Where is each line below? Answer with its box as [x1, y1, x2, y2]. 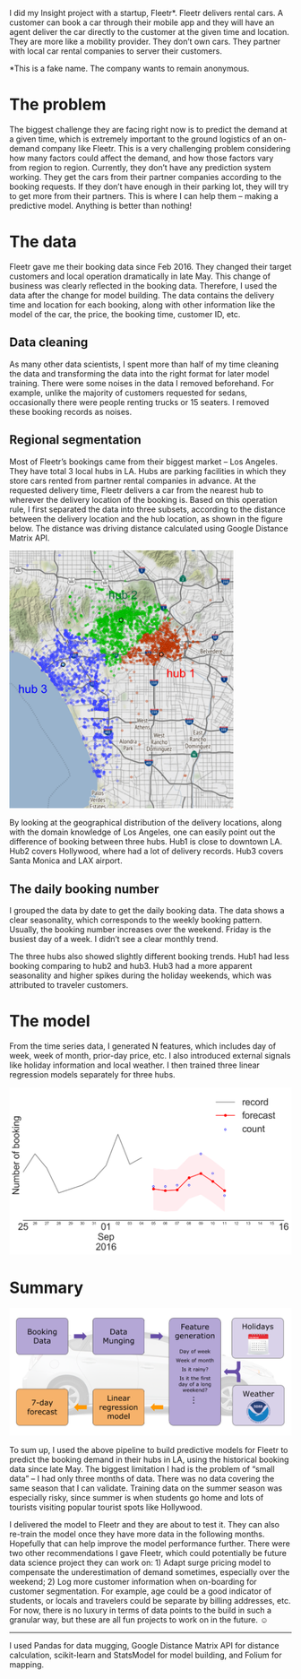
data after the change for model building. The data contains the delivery [9, 290, 275, 300]
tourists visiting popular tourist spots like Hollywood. [9, 1502, 203, 1513]
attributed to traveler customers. [9, 980, 129, 991]
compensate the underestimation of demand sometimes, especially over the [9, 1567, 290, 1578]
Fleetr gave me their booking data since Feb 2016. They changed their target [9, 261, 292, 272]
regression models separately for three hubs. [9, 1069, 176, 1080]
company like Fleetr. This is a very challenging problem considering [41, 143, 291, 153]
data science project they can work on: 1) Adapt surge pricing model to [9, 1557, 271, 1568]
